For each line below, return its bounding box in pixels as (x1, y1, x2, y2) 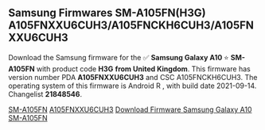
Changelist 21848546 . (8, 89, 82, 98)
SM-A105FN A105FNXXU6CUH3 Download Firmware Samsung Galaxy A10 (8, 105, 252, 114)
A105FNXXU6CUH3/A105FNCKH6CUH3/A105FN (8, 19, 255, 32)
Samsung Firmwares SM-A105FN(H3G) (8, 6, 206, 20)
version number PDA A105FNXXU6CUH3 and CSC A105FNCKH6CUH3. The (8, 72, 258, 82)
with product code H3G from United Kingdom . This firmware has (36, 63, 251, 74)
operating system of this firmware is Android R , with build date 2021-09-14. (8, 81, 257, 90)
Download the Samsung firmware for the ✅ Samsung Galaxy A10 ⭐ (8, 52, 229, 62)
